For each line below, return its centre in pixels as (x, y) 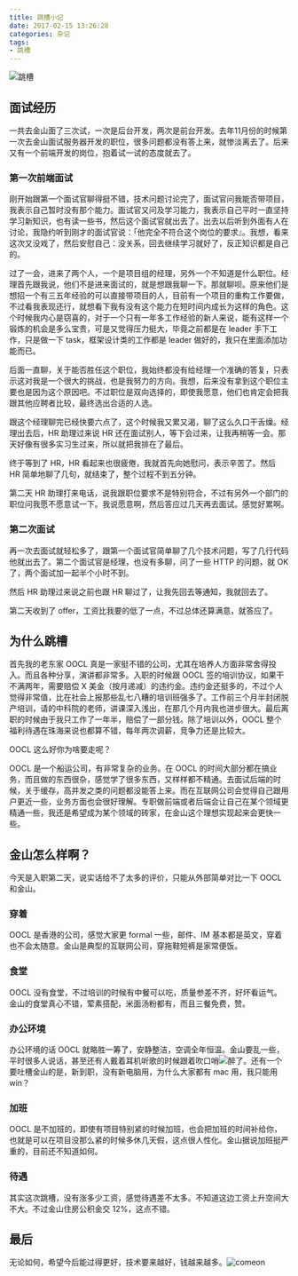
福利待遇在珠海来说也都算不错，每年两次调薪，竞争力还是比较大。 (129, 731)
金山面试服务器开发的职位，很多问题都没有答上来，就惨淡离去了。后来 (161, 141)
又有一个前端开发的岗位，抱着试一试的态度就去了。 (102, 153)
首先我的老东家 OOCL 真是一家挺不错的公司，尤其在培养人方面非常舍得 (139, 664)
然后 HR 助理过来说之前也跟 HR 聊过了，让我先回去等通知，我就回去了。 (141, 591)
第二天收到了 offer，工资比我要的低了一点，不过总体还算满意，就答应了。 (143, 610)
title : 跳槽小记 (36, 17)
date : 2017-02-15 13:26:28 (59, 26)
